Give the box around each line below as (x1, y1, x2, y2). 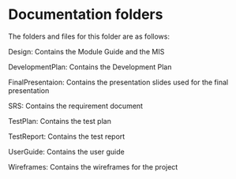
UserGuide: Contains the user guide (8, 147, 125, 156)
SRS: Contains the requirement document (8, 101, 144, 110)
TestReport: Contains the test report (8, 132, 125, 141)
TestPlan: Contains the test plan (8, 116, 112, 125)
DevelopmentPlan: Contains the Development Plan (8, 62, 172, 72)
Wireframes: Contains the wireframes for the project (8, 162, 178, 171)
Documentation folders (8, 6, 163, 24)
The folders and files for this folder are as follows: (8, 32, 170, 41)
